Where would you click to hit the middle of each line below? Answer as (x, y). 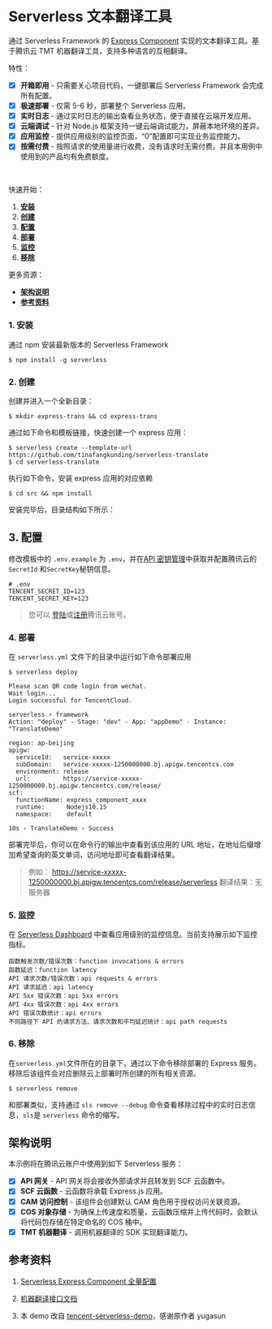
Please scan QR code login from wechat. (78, 687)
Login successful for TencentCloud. (70, 701)
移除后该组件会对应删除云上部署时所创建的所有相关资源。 (104, 1073)
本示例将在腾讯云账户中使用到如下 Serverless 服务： (96, 1164)
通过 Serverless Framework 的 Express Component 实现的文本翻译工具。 (130, 41)
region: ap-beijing (41, 744)
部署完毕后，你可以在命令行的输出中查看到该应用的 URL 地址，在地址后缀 (131, 844)
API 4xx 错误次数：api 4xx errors (64, 1005)
